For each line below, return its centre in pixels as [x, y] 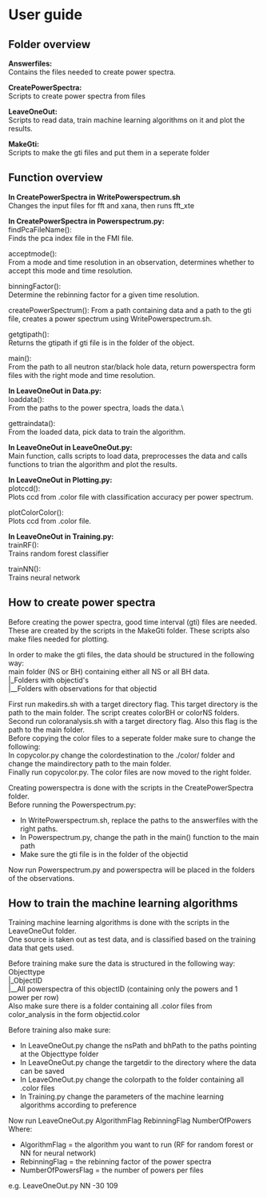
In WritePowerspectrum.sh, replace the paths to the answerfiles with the [139, 820]
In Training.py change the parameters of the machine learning [122, 1097]
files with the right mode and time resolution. [82, 375]
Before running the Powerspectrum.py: [72, 804]
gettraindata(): [32, 423]
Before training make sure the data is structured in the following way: [122, 963]
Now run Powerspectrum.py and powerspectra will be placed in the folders [132, 870]
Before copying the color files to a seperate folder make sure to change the [132, 738]
